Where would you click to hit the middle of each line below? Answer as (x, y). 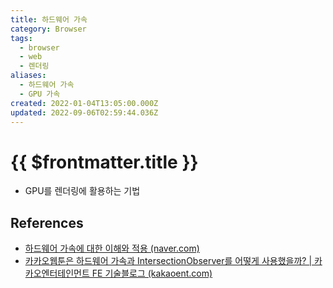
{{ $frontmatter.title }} (104, 162)
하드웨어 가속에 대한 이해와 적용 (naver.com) (112, 248)
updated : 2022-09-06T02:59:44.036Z (84, 112)
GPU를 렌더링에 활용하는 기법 (82, 191)
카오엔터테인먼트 (57, 273)
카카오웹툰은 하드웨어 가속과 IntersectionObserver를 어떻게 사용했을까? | (168, 261)
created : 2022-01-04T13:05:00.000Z (84, 103)
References (47, 222)
